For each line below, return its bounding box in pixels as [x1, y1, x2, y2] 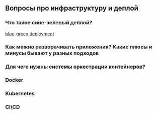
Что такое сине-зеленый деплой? [5, 19, 93, 26]
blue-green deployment [5, 30, 54, 37]
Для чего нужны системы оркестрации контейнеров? [5, 63, 145, 70]
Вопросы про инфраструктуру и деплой [5, 4, 138, 13]
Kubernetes [5, 90, 35, 97]
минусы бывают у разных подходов [5, 49, 99, 56]
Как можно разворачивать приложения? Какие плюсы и [5, 43, 152, 50]
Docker [5, 77, 24, 84]
